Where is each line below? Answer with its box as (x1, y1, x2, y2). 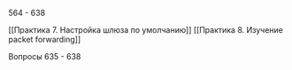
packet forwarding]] (8, 35, 81, 44)
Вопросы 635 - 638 (8, 51, 81, 61)
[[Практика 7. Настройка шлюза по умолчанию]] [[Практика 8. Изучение (8, 25, 284, 35)
